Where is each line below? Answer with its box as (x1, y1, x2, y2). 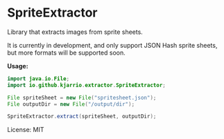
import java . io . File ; (7, 75, 70, 82)
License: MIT (7, 126, 44, 134)
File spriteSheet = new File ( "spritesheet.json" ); (7, 94, 157, 101)
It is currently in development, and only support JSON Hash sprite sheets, (7, 41, 218, 49)
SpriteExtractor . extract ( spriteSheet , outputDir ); (7, 113, 157, 120)
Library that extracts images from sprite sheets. (7, 28, 144, 36)
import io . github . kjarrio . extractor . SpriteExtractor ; (7, 82, 166, 89)
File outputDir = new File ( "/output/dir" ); (7, 100, 135, 108)
